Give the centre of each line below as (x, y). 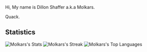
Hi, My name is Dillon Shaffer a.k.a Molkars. (50, 7)
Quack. (12, 17)
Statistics (20, 32)
